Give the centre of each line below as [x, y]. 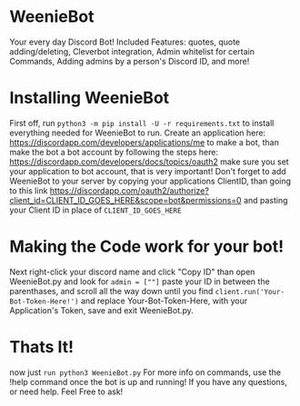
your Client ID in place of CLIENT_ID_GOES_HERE [95, 210]
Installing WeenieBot [90, 98]
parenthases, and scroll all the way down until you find [111, 291]
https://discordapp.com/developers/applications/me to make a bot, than [144, 142]
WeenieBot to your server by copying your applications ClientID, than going [150, 181]
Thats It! [42, 347]
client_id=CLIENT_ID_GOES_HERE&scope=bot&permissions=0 [126, 200]
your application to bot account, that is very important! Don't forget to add [148, 171]
